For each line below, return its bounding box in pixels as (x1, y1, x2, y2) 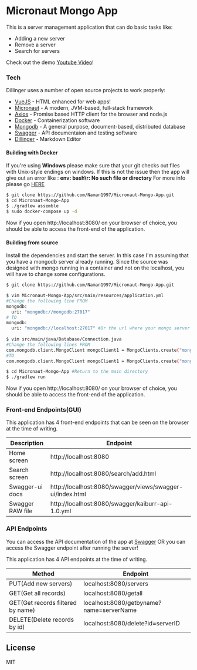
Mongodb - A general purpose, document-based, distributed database (14, 123, 186, 130)
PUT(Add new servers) (9, 580, 73, 588)
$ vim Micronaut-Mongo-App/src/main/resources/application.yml (6, 292, 164, 299)
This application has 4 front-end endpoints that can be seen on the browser (6, 419, 189, 426)
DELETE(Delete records (9, 615, 74, 624)
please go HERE (6, 181, 45, 188)
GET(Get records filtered (9, 598, 77, 607)
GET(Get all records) (9, 589, 66, 597)
